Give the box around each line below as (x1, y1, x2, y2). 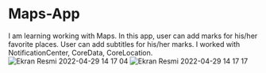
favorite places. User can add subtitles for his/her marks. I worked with (8, 39, 241, 48)
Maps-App (8, 5, 81, 23)
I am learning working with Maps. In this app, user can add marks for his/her (8, 31, 258, 40)
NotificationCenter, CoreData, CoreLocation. (8, 48, 153, 57)
